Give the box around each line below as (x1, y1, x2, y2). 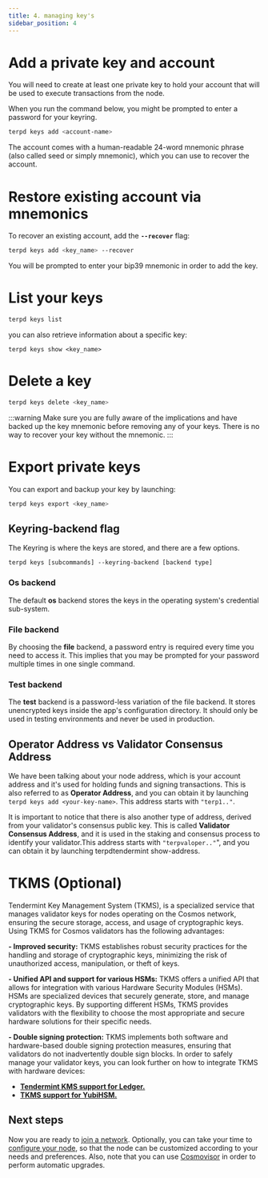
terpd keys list (8, 315, 62, 324)
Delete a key (8, 372, 92, 391)
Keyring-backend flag (8, 522, 120, 535)
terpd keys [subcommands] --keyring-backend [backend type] (8, 559, 214, 567)
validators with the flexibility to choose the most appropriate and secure (8, 1008, 246, 1018)
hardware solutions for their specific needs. (8, 1017, 152, 1027)
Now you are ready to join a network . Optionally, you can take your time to (8, 1134, 253, 1144)
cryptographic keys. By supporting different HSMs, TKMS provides (8, 1000, 229, 1009)
